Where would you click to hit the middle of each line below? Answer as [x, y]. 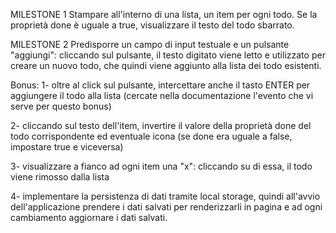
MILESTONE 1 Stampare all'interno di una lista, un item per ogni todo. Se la [164, 14]
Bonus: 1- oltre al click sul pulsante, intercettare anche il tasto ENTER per [160, 85]
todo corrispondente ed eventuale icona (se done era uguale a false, [151, 136]
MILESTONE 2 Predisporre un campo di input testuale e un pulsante [150, 44]
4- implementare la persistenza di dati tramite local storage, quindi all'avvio [165, 196]
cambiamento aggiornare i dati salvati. [89, 217]
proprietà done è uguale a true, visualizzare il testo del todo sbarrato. [152, 25]
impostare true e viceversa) [67, 147]
